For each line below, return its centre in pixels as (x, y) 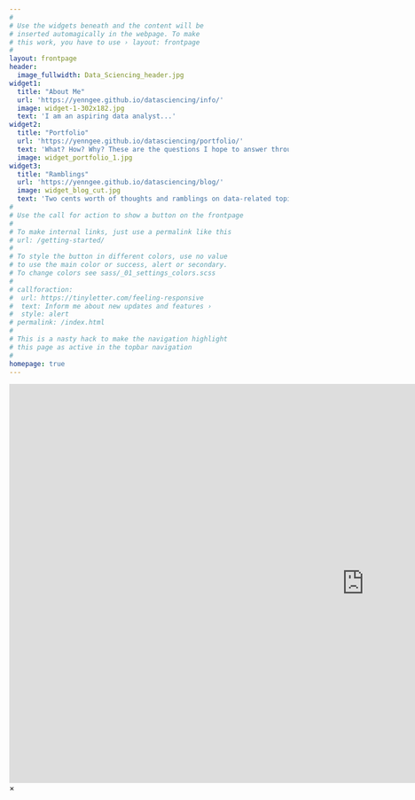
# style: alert (39, 314)
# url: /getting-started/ (57, 240)
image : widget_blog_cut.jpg (69, 191)
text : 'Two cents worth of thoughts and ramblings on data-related (145, 199)
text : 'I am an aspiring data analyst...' (97, 116)
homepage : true (37, 364)
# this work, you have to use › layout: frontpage (105, 42)
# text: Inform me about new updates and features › (111, 306)
